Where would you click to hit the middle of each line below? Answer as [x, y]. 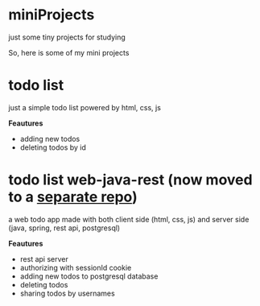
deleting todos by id [53, 147]
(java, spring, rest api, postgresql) [64, 228]
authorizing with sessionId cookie [76, 267]
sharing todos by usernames [67, 293]
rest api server [44, 258]
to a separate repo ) [73, 197]
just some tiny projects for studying [67, 37]
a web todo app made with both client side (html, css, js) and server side [129, 219]
